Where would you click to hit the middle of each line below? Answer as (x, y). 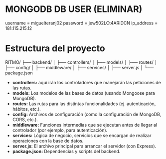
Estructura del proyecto (55, 49)
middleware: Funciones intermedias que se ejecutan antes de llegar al (85, 125)
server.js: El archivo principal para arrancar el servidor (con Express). (84, 146)
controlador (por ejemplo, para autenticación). (60, 130)
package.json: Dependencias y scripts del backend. (66, 151)
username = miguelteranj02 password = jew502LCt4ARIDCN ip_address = (82, 23)
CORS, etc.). (25, 119)
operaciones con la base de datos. (48, 141)
